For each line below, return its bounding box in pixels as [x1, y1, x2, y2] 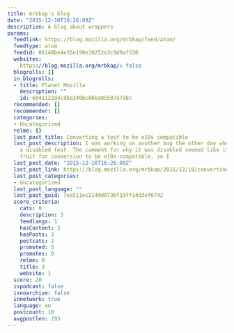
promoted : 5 [19, 244, 54, 251]
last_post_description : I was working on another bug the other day [13, 140, 217, 147]
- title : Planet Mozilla [13, 82, 86, 89]
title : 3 [19, 263, 45, 270]
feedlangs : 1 [19, 218, 58, 225]
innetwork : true [13, 296, 61, 303]
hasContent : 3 [19, 224, 61, 231]
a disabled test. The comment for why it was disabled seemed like [19, 147, 219, 154]
